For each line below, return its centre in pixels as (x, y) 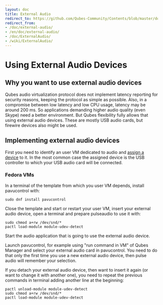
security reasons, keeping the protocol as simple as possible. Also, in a (76, 99)
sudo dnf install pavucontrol (36, 199)
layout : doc (17, 9)
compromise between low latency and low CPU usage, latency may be (75, 105)
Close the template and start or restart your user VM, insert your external (78, 208)
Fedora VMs (20, 175)
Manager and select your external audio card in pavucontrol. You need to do (81, 250)
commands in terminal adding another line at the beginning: (65, 280)
